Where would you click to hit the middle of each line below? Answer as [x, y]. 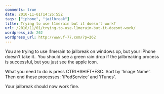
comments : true [21, 10]
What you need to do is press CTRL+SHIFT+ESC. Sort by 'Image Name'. [78, 71]
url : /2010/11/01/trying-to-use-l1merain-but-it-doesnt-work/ [70, 28]
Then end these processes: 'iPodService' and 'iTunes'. [61, 77]
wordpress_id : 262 [24, 33]
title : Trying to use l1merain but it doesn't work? [61, 23]
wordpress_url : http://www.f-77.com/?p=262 [51, 38]
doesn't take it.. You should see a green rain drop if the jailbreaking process [82, 56]
